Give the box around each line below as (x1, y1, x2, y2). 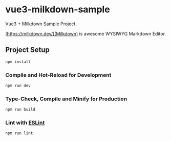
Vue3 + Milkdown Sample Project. (5, 21, 77, 27)
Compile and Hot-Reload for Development (5, 71, 112, 78)
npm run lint (5, 131, 33, 136)
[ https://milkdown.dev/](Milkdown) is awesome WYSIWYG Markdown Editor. (5, 30, 166, 37)
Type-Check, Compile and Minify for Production (5, 95, 127, 102)
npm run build (5, 107, 36, 112)
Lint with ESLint (5, 119, 45, 126)
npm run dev (5, 83, 31, 88)
